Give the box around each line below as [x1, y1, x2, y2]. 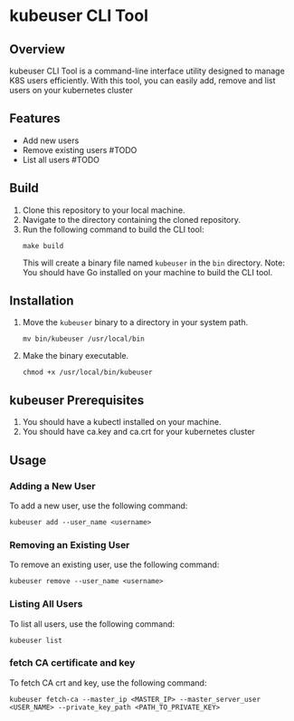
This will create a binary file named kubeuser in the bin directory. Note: [22, 257, 285, 268]
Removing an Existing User [9, 538, 130, 551]
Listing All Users [9, 598, 83, 610]
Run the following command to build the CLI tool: [22, 224, 204, 235]
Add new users [22, 135, 80, 146]
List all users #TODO [22, 154, 100, 165]
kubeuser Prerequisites [9, 392, 145, 408]
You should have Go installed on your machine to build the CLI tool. [22, 266, 273, 277]
